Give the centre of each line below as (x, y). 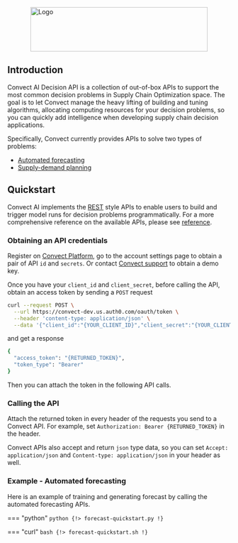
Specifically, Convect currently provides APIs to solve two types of (104, 138)
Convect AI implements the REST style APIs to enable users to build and (112, 207)
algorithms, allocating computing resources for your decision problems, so (116, 109)
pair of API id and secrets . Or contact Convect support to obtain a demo (113, 263)
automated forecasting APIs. (49, 504)
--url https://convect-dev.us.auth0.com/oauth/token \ (96, 312)
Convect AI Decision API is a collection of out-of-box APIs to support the (113, 87)
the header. (24, 434)
